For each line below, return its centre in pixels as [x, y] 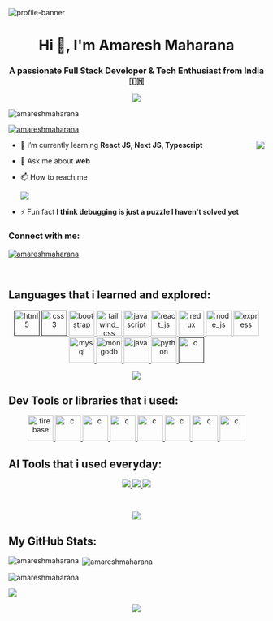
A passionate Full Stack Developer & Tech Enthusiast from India [136, 71]
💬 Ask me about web [55, 161]
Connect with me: [44, 236]
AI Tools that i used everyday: [85, 464]
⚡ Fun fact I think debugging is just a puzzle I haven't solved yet [130, 212]
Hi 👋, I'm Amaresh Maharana [136, 46]
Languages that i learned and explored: [110, 295]
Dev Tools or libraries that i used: [93, 400]
